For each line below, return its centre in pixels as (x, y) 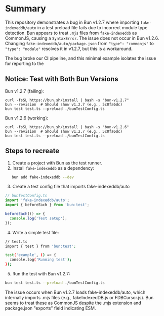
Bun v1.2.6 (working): (27, 118)
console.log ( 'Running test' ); (41, 260)
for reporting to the (24, 63)
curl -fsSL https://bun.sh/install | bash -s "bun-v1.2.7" (67, 100)
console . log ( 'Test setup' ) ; (39, 218)
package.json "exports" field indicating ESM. (51, 308)
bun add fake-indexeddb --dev (43, 177)
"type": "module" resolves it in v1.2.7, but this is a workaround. (69, 49)
